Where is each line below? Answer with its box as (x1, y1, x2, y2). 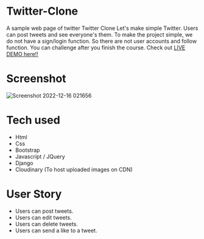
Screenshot (6, 72, 66, 86)
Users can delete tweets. (15, 220, 78, 227)
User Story (6, 187, 62, 201)
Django (15, 159, 33, 166)
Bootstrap (15, 146, 40, 154)
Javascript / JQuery (15, 152, 65, 160)
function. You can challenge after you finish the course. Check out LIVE (6, 44, 186, 51)
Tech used (6, 113, 61, 127)
